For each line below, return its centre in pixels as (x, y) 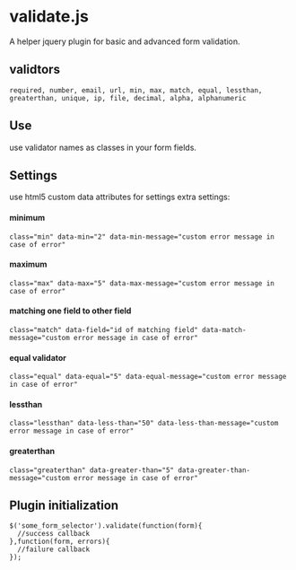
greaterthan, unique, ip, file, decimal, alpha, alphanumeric (128, 98)
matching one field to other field (70, 311)
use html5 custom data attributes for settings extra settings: (120, 197)
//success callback (54, 534)
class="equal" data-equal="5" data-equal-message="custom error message (148, 377)
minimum (27, 217)
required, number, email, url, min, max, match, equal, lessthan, (136, 90)
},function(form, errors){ (60, 542)
